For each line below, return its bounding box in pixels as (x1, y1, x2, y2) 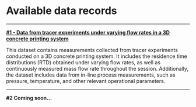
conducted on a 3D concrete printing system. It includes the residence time (6, 53, 188, 60)
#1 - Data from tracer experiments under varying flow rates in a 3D (6, 29, 170, 36)
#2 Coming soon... (6, 94, 52, 101)
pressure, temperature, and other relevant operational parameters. (6, 77, 166, 84)
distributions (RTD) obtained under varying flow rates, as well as (6, 58, 161, 65)
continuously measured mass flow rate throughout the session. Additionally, (6, 65, 188, 72)
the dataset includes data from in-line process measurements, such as (6, 71, 176, 78)
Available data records (6, 4, 118, 18)
